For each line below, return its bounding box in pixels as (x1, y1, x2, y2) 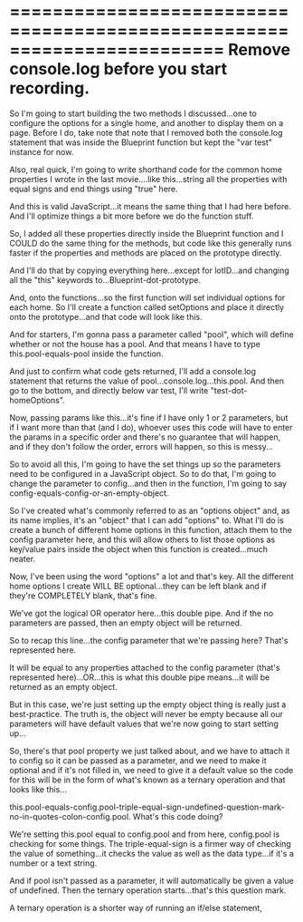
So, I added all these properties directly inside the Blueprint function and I (9, 228, 284, 238)
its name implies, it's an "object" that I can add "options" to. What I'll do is (9, 514, 285, 526)
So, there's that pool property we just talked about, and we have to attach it (9, 745, 290, 756)
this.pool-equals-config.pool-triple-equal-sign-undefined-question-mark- (9, 801, 285, 812)
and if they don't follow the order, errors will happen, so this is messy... (9, 441, 274, 451)
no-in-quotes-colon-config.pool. (9, 810, 131, 821)
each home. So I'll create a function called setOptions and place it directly (9, 301, 285, 313)
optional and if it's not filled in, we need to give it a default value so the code (9, 764, 294, 775)
